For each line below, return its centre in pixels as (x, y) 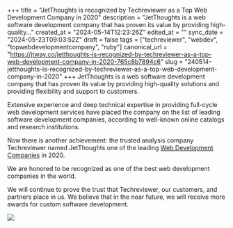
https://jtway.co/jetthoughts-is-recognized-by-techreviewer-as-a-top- (111, 54)
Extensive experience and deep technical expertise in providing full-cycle (112, 105)
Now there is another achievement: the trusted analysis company (101, 140)
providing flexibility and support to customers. (73, 91)
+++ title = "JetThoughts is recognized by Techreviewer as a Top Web (107, 10)
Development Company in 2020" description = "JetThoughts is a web (107, 17)
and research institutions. (43, 127)
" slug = (171, 62)
